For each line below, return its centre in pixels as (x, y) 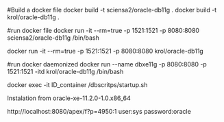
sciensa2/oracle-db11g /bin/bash (53, 38)
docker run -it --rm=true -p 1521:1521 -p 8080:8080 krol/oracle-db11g (105, 51)
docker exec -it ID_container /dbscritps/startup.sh (77, 85)
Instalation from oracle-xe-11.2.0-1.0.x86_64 (69, 98)
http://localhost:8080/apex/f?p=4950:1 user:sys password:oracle (99, 111)
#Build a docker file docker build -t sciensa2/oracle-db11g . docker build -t (112, 10)
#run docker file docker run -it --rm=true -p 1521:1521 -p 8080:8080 (103, 30)
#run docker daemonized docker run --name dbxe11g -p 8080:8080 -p (107, 64)
